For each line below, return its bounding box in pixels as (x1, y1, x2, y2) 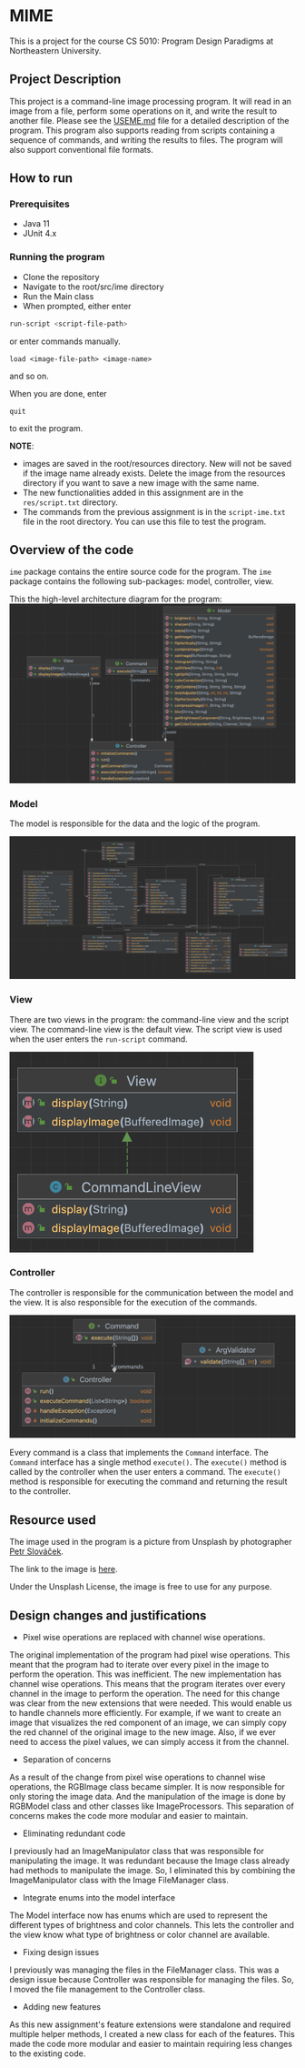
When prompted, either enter (22, 300, 132, 311)
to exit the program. (9, 422, 84, 433)
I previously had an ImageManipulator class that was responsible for (9, 1846, 265, 1856)
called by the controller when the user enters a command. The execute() (9, 1467, 281, 1478)
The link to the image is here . (9, 1564, 118, 1575)
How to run (9, 170, 74, 187)
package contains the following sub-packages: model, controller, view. (9, 576, 274, 587)
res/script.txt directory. (22, 497, 118, 508)
